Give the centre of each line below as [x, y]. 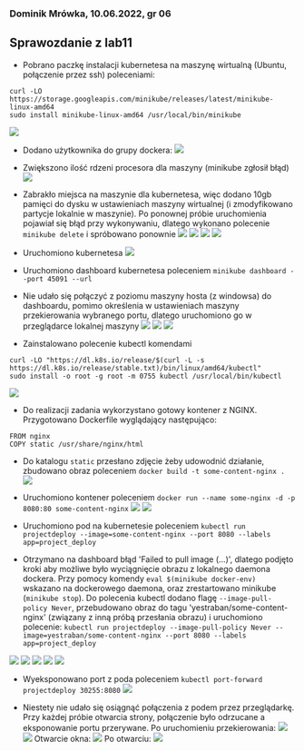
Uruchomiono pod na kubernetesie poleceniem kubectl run [134, 526]
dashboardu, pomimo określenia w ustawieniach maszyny [131, 305]
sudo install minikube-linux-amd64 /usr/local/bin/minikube [126, 115]
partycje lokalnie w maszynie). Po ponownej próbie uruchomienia [145, 213]
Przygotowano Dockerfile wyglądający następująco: [120, 420]
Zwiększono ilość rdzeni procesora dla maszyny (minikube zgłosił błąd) [156, 167]
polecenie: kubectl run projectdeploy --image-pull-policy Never [147, 627]
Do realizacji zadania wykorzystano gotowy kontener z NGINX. [140, 410]
